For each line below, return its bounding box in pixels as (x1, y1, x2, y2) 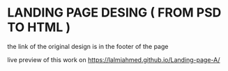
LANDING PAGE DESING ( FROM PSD (7, 5, 222, 21)
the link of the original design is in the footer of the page (7, 42, 169, 50)
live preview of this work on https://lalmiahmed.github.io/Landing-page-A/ (7, 55, 221, 63)
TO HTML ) (7, 19, 71, 35)
